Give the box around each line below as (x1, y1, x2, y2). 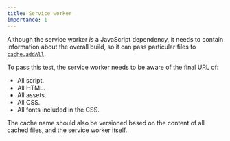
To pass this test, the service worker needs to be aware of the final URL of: (7, 63, 219, 71)
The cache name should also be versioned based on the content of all (7, 118, 205, 127)
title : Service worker (7, 10, 72, 17)
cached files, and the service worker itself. (7, 126, 128, 134)
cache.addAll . (7, 49, 46, 58)
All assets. (16, 90, 47, 99)
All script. (16, 76, 45, 84)
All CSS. (16, 98, 41, 106)
